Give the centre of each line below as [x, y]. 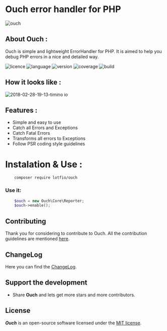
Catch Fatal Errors [31, 133]
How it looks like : [33, 82]
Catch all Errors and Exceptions [45, 128]
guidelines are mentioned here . [37, 239]
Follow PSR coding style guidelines [49, 144]
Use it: [13, 190]
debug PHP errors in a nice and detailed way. [52, 57]
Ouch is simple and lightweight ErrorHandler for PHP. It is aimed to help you [83, 51]
